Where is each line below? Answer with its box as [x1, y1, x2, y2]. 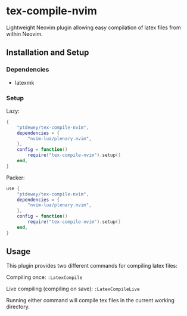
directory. [6, 303, 30, 311]
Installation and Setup [6, 48, 89, 58]
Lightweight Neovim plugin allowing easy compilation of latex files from [6, 24, 182, 31]
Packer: [6, 174, 25, 181]
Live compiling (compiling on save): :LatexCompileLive [6, 285, 140, 293]
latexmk [14, 79, 35, 86]
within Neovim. [6, 30, 43, 37]
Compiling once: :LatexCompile [6, 274, 83, 281]
